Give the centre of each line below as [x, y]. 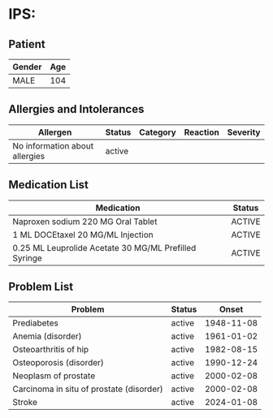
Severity [244, 132]
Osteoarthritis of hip [51, 350]
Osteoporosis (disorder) [58, 363]
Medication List [49, 185]
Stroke [25, 403]
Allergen [55, 132]
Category [158, 132]
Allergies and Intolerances [76, 109]
